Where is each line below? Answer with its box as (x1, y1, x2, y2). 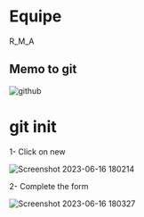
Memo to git (9, 62, 77, 77)
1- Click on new (9, 146, 66, 157)
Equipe (9, 6, 62, 27)
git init (9, 116, 58, 137)
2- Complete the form (9, 180, 89, 191)
